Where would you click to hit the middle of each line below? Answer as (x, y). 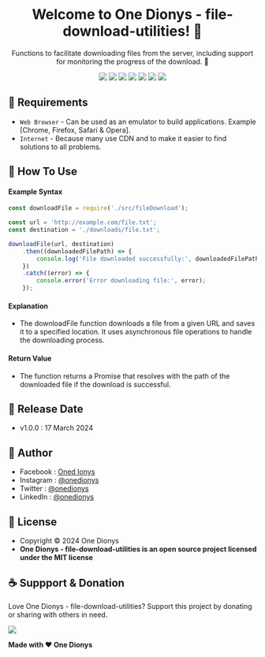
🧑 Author (30, 452)
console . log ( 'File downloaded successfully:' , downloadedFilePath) (149, 259)
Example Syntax (35, 192)
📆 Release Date (46, 409)
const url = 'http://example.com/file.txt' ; (82, 222)
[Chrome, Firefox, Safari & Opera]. (75, 130)
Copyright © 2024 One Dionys (69, 540)
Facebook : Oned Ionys (57, 472)
